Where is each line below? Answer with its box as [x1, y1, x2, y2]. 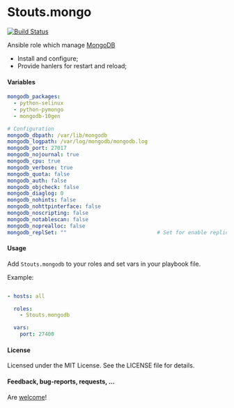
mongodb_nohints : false [7, 197, 77, 204]
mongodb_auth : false [7, 177, 68, 184]
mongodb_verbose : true [7, 164, 73, 171]
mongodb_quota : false [7, 170, 70, 178]
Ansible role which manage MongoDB [7, 40, 116, 49]
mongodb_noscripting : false [7, 210, 89, 217]
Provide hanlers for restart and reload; [17, 61, 127, 70]
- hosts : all [7, 292, 45, 300]
